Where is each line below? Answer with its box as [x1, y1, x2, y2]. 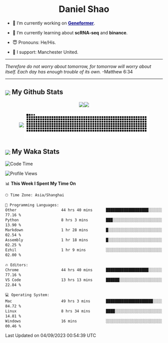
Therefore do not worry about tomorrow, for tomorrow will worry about [5, 63, 151, 69]
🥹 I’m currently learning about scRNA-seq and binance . [12, 29, 128, 35]
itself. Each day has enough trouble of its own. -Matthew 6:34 [5, 68, 133, 74]
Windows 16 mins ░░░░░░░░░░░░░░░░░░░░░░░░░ [5, 319, 162, 324]
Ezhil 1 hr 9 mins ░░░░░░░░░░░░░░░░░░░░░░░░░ [5, 247, 162, 253]
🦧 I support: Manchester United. [12, 49, 78, 55]
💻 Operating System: [5, 292, 50, 298]
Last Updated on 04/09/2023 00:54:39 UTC [5, 332, 96, 338]
